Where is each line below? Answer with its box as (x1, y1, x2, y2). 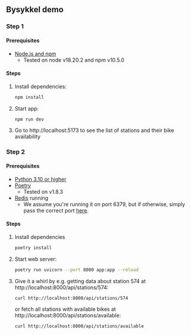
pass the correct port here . (23, 207, 89, 214)
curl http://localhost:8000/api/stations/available (14, 323, 144, 329)
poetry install (14, 244, 52, 251)
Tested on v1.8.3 (23, 188, 63, 195)
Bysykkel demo (6, 5, 63, 15)
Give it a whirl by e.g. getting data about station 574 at (14, 277, 146, 284)
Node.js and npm (14, 50, 56, 57)
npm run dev (14, 116, 44, 122)
